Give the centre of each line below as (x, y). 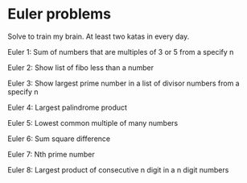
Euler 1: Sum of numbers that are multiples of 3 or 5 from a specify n (121, 52)
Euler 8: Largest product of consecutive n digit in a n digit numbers (118, 169)
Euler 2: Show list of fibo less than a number (81, 67)
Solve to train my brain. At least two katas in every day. (99, 36)
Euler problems (60, 14)
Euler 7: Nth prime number (51, 154)
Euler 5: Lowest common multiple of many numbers (93, 123)
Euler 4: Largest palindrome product (68, 107)
